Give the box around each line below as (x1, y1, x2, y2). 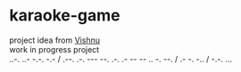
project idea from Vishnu (9, 35, 101, 45)
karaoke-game (9, 5, 120, 26)
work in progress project (9, 44, 100, 54)
